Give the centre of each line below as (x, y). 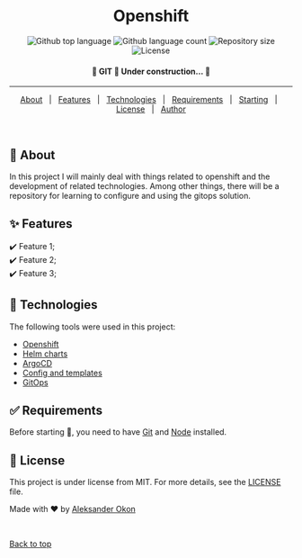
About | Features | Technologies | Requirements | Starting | (149, 100)
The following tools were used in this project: (93, 327)
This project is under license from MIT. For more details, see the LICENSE (145, 482)
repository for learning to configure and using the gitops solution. (130, 195)
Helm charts (45, 354)
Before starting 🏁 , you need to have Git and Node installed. (118, 432)
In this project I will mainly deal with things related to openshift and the (140, 176)
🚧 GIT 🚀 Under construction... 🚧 (151, 71)
